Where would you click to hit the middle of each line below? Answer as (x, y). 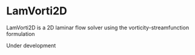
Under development (31, 45)
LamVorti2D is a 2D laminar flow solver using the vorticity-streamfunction (98, 27)
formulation (21, 33)
